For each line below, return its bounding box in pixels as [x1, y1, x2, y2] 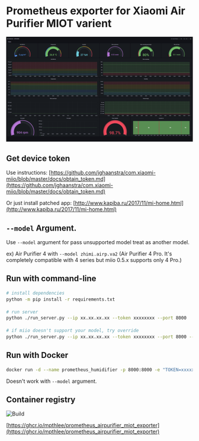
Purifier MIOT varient [6, 17, 112, 30]
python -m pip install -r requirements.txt [6, 296, 115, 302]
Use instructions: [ [6, 169, 52, 176]
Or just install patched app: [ [6, 200, 75, 207]
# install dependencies [6, 290, 65, 296]
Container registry [6, 394, 76, 404]
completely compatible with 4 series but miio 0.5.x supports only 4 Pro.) [6, 257, 182, 264]
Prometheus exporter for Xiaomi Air [6, 4, 185, 18]
